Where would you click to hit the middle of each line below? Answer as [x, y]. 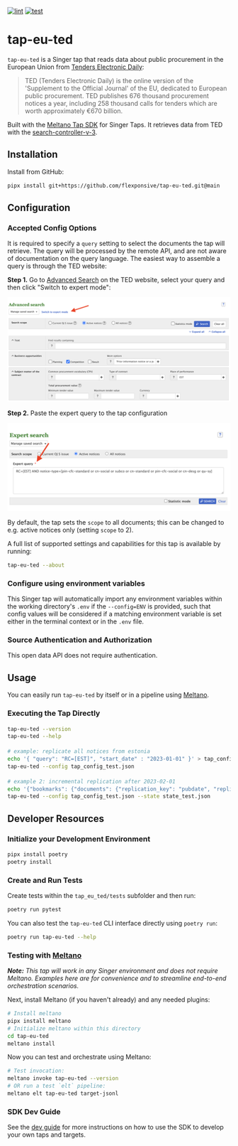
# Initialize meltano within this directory [74, 1028]
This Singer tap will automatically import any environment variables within [115, 599]
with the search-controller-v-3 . [52, 132]
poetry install [30, 862]
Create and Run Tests [45, 880]
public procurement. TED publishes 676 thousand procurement [117, 95]
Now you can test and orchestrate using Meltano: [79, 1057]
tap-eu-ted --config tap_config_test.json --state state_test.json [109, 796]
